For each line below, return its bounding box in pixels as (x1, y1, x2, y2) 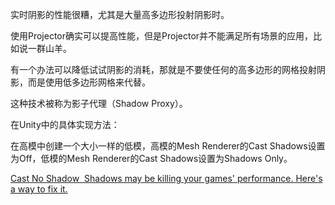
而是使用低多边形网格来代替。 (27, 76, 151, 88)
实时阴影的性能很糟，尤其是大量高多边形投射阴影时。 (10, 9, 230, 20)
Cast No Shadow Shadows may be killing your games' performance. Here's (10, 173, 323, 184)
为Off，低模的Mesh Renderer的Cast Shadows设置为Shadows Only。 (10, 153, 293, 164)
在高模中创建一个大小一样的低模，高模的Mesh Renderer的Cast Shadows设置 (10, 140, 326, 152)
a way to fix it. (10, 183, 68, 195)
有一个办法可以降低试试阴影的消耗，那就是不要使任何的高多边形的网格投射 (10, 64, 317, 75)
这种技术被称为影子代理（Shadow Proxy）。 (10, 98, 188, 109)
